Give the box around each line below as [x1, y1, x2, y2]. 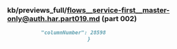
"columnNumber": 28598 [41, 29, 107, 36]
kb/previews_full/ [7, 5, 67, 15]
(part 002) [101, 14, 138, 23]
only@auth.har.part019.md [7, 14, 101, 23]
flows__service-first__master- [66, 5, 170, 15]
